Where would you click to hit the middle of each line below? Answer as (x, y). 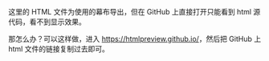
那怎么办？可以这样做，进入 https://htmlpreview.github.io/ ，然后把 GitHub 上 (135, 39)
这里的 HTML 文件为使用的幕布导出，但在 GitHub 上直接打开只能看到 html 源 (134, 12)
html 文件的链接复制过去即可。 (59, 49)
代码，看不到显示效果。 (47, 22)
